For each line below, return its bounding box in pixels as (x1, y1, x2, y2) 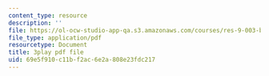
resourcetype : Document (8, 41, 88, 49)
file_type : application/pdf (8, 33, 102, 42)
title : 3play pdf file (8, 48, 84, 56)
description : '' (8, 19, 62, 27)
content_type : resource (8, 11, 88, 20)
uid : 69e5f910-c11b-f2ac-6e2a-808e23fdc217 (8, 56, 156, 64)
